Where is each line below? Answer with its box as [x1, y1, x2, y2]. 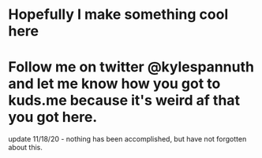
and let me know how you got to [8, 75, 221, 93]
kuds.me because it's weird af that [8, 92, 241, 109]
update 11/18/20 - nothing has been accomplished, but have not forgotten [8, 134, 247, 144]
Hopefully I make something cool [8, 6, 229, 24]
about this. [8, 143, 43, 152]
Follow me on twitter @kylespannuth [8, 58, 255, 76]
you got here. [8, 108, 98, 127]
